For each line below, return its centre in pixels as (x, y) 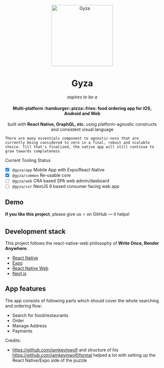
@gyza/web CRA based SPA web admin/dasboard (60, 181)
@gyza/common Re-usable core (41, 175)
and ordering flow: (24, 306)
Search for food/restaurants (40, 315)
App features (26, 289)
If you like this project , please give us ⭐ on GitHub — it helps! (67, 214)
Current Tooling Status (28, 161)
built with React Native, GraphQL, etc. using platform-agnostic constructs (82, 124)
